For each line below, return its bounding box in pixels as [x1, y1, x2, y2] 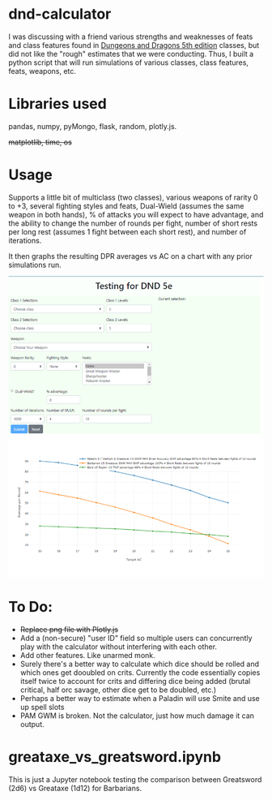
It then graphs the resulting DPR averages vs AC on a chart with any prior [8, 251, 253, 260]
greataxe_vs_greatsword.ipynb [8, 748, 221, 767]
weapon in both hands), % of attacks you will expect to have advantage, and [8, 209, 264, 219]
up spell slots [19, 702, 65, 712]
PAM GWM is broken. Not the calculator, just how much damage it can [19, 711, 255, 720]
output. [19, 719, 45, 729]
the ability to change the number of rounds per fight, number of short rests [8, 218, 257, 228]
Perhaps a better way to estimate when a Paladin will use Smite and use [19, 693, 261, 703]
